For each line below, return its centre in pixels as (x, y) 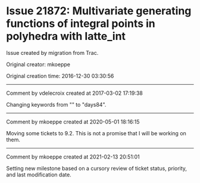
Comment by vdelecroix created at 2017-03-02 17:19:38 (74, 93)
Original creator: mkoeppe (38, 64)
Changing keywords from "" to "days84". (56, 104)
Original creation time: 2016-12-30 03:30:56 (60, 76)
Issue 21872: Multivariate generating (99, 11)
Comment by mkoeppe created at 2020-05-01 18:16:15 (73, 122)
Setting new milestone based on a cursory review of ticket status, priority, (97, 168)
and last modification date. (39, 175)
